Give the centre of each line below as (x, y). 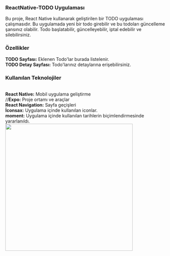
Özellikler (17, 48)
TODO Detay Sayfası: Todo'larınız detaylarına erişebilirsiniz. (68, 65)
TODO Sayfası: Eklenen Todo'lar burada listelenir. (57, 59)
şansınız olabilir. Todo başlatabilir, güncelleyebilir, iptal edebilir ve (73, 29)
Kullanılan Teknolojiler (33, 78)
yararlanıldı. (18, 121)
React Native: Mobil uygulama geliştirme (48, 94)
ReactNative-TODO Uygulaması (45, 8)
